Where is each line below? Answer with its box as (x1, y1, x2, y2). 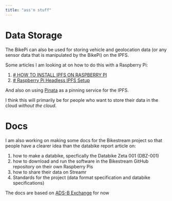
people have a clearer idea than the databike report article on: (5, 143, 136, 149)
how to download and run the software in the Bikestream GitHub (12, 158, 149, 164)
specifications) (12, 180, 45, 186)
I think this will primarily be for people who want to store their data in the (5, 97, 159, 103)
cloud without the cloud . (5, 102, 57, 108)
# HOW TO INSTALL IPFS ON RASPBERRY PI (12, 72, 107, 78)
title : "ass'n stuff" (5, 7, 52, 13)
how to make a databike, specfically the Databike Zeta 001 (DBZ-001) (12, 152, 159, 159)
